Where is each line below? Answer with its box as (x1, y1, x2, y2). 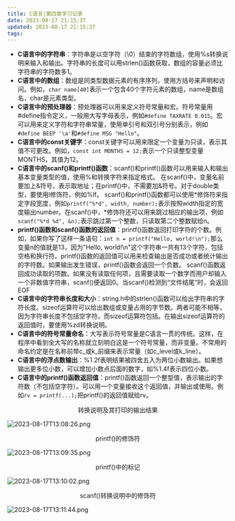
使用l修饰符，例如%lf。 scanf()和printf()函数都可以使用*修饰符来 (36, 190, 222, 199)
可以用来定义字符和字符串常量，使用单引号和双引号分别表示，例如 (17, 120, 208, 128)
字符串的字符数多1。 (17, 67, 76, 76)
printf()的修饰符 (95, 435, 140, 443)
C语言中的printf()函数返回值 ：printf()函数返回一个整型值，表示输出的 (17, 374, 217, 382)
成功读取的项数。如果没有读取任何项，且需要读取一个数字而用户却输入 (23, 270, 227, 278)
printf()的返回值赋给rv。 (83, 391, 153, 400)
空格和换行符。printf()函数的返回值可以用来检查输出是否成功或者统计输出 (17, 252, 229, 260)
